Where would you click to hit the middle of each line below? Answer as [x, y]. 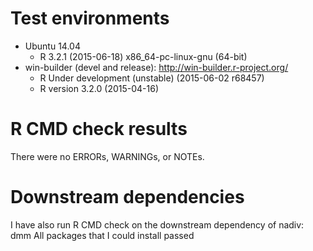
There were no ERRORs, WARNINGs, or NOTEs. [107, 156]
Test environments [90, 18]
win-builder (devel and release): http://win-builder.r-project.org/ [156, 67]
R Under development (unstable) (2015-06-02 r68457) [152, 78]
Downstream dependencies [127, 197]
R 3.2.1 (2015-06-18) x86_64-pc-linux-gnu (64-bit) [143, 56]
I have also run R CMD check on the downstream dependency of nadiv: [157, 224]
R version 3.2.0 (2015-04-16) [99, 88]
